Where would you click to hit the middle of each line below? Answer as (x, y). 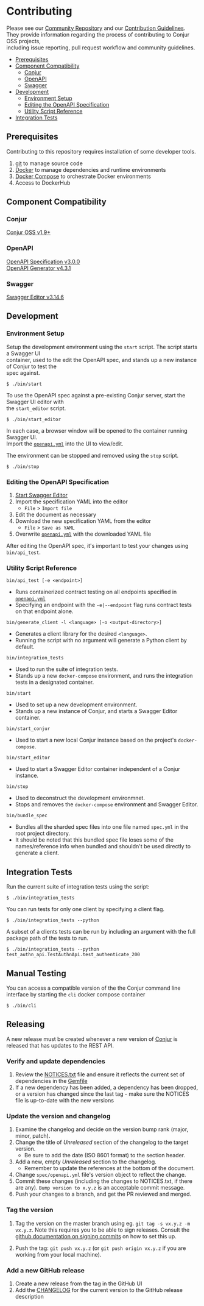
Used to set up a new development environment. (76, 704)
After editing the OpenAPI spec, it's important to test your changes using (97, 546)
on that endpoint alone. (44, 611)
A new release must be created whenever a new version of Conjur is (92, 1039)
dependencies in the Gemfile (51, 1081)
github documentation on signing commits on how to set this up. (96, 1236)
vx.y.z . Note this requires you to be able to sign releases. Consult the (102, 1230)
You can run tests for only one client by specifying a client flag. (86, 909)
